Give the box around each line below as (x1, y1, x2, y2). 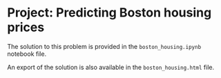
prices (7, 19, 45, 35)
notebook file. (7, 50, 47, 58)
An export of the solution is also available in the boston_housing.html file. (7, 63, 215, 71)
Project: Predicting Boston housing (7, 5, 212, 21)
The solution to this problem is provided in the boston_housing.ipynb (7, 42, 202, 50)
